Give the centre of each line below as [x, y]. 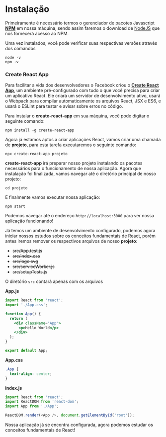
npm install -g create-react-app [40, 130]
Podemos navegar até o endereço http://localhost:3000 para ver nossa [80, 216]
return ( [19, 318]
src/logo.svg [25, 262]
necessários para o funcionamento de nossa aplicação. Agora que [73, 169]
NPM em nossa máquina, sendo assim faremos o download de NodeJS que [83, 28]
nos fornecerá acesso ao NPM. [37, 33]
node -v [13, 57]
